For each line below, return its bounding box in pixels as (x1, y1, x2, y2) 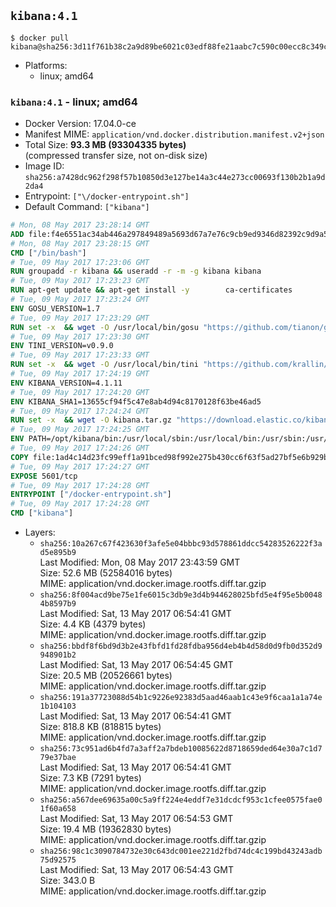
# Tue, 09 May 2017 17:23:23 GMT (10, 276, 150, 286)
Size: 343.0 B (39, 875, 96, 887)
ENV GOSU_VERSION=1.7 (10, 303, 101, 314)
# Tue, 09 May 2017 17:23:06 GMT (10, 257, 150, 267)
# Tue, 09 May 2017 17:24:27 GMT (10, 461, 150, 472)
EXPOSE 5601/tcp (10, 471, 78, 481)
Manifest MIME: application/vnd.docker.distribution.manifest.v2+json (24, 128, 325, 140)
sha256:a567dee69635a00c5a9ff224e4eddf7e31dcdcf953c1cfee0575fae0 (39, 795, 323, 805)
